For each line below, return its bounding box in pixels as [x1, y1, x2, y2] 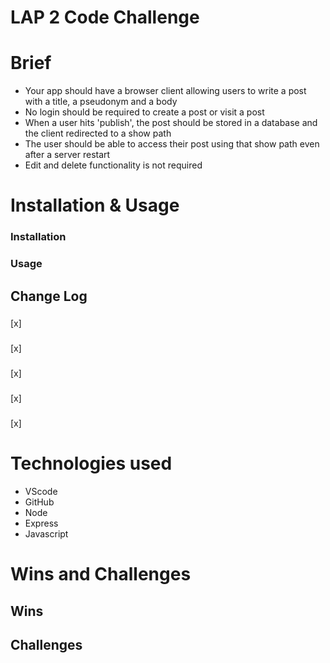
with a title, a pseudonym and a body [24, 96, 178, 108]
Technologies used [10, 452, 173, 475]
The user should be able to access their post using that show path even [24, 138, 320, 150]
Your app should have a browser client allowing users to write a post [24, 85, 307, 97]
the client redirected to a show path [24, 127, 172, 140]
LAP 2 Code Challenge [10, 6, 200, 29]
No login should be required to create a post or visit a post [24, 106, 265, 118]
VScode [24, 486, 58, 498]
